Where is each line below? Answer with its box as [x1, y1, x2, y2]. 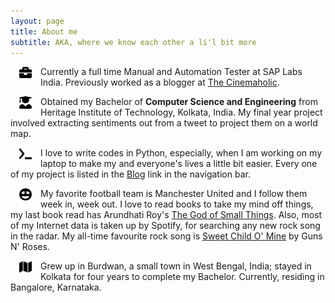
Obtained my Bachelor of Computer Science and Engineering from [40, 96, 318, 108]
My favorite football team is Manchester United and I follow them [40, 188, 308, 200]
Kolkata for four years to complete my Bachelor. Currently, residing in [40, 271, 325, 283]
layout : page [10, 16, 65, 26]
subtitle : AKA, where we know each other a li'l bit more [10, 37, 257, 47]
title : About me [10, 26, 78, 37]
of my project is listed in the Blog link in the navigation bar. [10, 168, 251, 180]
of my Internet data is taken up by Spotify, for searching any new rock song [10, 220, 321, 232]
